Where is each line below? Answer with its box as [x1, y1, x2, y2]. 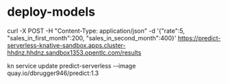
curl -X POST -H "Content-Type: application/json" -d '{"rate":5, [7, 27, 185, 35]
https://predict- [177, 33, 221, 42]
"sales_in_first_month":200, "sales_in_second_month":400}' [7, 33, 177, 42]
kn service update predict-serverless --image [7, 61, 136, 70]
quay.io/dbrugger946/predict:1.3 [7, 69, 99, 77]
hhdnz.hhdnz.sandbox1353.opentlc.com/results [7, 48, 142, 57]
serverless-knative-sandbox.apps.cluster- [7, 41, 126, 49]
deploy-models [7, 4, 96, 20]
